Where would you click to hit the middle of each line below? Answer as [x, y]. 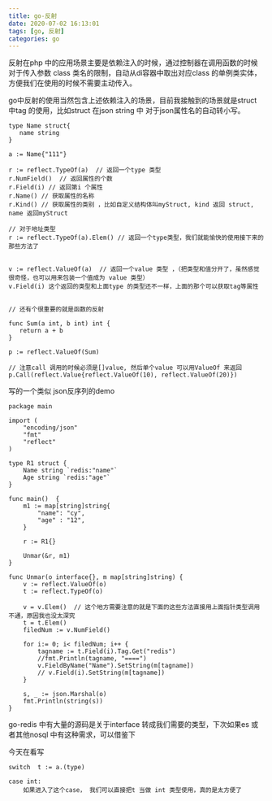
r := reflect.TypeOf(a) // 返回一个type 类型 [85, 170]
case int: [25, 781]
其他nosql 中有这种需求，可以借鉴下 [75, 735]
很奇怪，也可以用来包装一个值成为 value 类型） [79, 278]
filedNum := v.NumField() [67, 630]
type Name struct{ [39, 126]
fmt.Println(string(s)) [63, 701]
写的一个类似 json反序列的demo [62, 391]
